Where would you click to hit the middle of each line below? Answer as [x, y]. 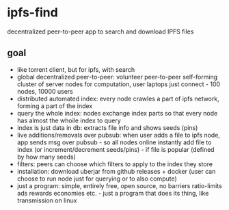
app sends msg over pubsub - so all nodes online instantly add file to [114, 142]
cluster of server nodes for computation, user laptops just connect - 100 [119, 84]
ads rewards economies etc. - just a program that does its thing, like [113, 193]
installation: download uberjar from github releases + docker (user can [116, 171]
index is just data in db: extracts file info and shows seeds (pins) [107, 127]
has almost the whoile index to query [69, 120]
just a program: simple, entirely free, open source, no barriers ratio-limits [119, 185]
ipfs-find [32, 13]
